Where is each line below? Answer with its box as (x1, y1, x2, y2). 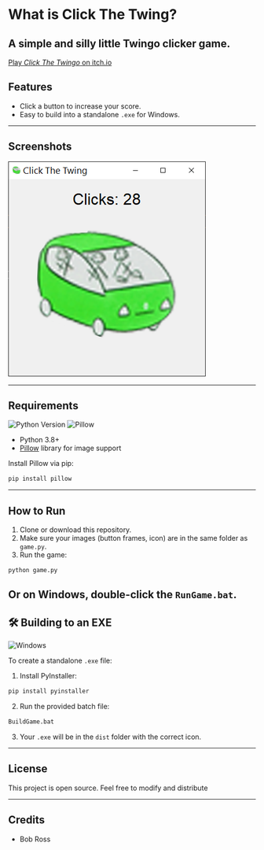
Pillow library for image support (19, 443, 122, 453)
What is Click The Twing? (8, 6, 178, 24)
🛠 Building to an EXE (8, 615, 112, 629)
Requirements (8, 399, 79, 412)
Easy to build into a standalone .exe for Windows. (19, 109, 181, 119)
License (8, 762, 48, 776)
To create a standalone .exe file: (8, 656, 112, 666)
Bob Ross (19, 834, 51, 844)
